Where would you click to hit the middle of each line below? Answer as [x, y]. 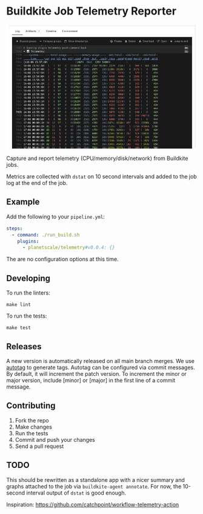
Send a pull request [39, 446]
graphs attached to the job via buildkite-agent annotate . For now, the [94, 486]
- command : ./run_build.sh [46, 235]
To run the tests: [27, 316]
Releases [24, 346]
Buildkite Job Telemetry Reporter [92, 11]
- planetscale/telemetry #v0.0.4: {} [68, 248]
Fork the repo [32, 420]
